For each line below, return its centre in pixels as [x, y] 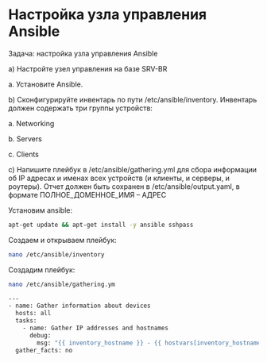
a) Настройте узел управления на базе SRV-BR [88, 68]
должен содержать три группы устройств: [81, 108]
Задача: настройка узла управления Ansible [83, 53]
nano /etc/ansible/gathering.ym [62, 284]
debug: [40, 335]
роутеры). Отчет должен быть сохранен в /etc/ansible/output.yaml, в [124, 186]
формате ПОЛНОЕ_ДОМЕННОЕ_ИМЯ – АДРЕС [87, 194]
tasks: [26, 321]
